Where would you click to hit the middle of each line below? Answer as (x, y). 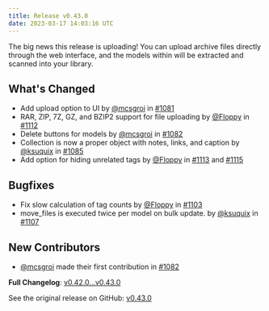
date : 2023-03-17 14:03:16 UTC (61, 23)
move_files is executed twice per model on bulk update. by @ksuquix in (139, 213)
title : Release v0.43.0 (48, 16)
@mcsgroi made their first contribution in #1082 (100, 267)
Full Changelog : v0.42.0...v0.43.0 (65, 282)
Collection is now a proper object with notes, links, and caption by (130, 143)
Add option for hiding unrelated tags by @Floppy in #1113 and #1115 (132, 160)
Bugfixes (32, 185)
